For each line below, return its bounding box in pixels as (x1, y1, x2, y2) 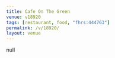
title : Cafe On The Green (6, 8, 70, 15)
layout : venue (6, 30, 41, 36)
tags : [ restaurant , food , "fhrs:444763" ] (6, 19, 110, 25)
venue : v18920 (6, 14, 41, 20)
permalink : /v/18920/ (6, 25, 60, 31)
